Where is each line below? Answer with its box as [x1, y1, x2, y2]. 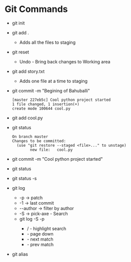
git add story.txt [11, 68, 45, 74]
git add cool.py [11, 115, 43, 121]
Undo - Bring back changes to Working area [19, 58, 110, 64]
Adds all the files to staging [19, 39, 76, 45]
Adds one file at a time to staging [19, 78, 88, 84]
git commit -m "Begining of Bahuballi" [11, 87, 90, 93]
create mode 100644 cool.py [11, 106, 70, 111]
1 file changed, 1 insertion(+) [11, 101, 79, 107]
